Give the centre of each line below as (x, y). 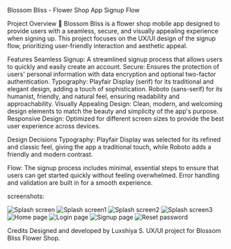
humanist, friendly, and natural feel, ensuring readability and (93, 96)
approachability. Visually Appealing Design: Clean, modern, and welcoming (115, 104)
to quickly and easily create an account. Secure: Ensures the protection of (113, 67)
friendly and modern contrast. (50, 154)
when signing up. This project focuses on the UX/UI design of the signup (112, 38)
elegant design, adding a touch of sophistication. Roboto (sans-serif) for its (115, 89)
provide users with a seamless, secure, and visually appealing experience (113, 31)
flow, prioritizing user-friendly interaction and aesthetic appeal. (97, 46)
